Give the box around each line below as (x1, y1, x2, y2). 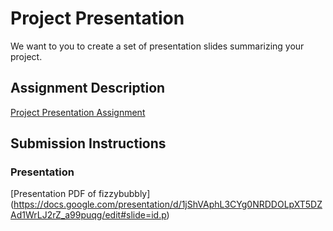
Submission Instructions (10, 135, 167, 152)
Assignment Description (10, 80, 166, 97)
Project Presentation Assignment (10, 106, 146, 118)
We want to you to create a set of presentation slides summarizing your (10, 40, 305, 52)
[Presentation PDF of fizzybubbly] (10, 188, 151, 200)
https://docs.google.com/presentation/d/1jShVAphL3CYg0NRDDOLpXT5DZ (13, 198, 323, 211)
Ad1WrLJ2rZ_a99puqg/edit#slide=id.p (10, 209, 167, 221)
